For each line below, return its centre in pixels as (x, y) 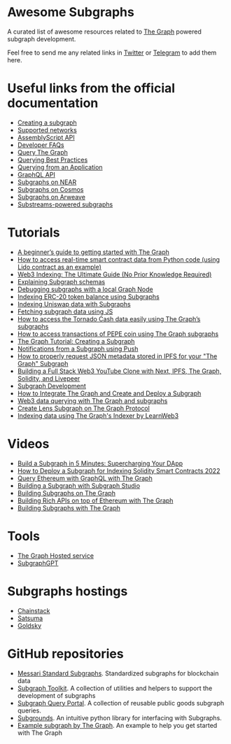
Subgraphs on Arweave (51, 197)
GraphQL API (36, 174)
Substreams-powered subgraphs (65, 204)
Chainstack (34, 610)
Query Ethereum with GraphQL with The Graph (85, 478)
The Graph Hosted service (56, 555)
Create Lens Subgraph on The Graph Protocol (84, 408)
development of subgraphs (56, 695)
